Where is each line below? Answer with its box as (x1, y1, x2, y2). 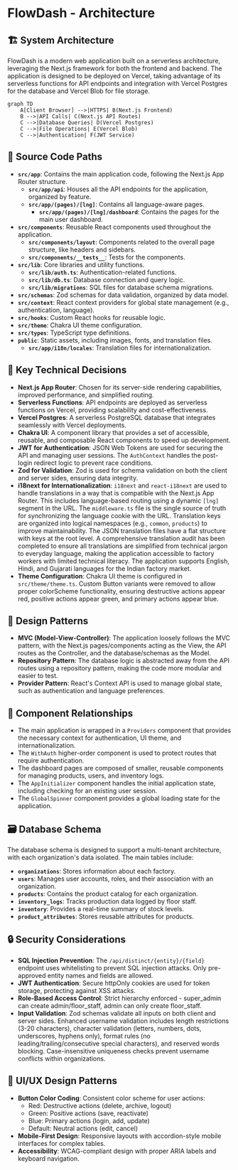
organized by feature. (28, 192, 92, 200)
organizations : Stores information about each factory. (17, 867, 176, 876)
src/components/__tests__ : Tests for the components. (28, 252, 186, 261)
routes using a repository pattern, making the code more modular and (17, 664, 222, 672)
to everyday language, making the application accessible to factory (17, 549, 215, 557)
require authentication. (17, 756, 85, 765)
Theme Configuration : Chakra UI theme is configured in (17, 571, 183, 580)
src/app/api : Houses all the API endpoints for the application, (28, 185, 208, 193)
